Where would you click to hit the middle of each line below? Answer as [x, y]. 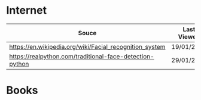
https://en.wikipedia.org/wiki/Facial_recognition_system [87, 46]
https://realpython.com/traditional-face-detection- [82, 56]
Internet [26, 10]
